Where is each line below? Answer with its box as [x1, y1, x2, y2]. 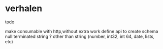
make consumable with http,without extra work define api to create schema [5, 28, 159, 34]
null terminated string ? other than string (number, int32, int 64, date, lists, [5, 33, 155, 39]
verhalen [5, 3, 43, 14]
